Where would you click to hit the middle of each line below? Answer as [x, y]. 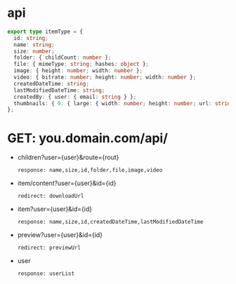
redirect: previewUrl [49, 248]
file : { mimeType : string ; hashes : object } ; [81, 65]
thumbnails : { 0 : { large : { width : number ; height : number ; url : [113, 103]
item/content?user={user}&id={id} [67, 183]
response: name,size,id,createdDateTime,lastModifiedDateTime [110, 222]
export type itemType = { [45, 32]
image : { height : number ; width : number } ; [78, 71]
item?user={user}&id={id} [55, 209]
